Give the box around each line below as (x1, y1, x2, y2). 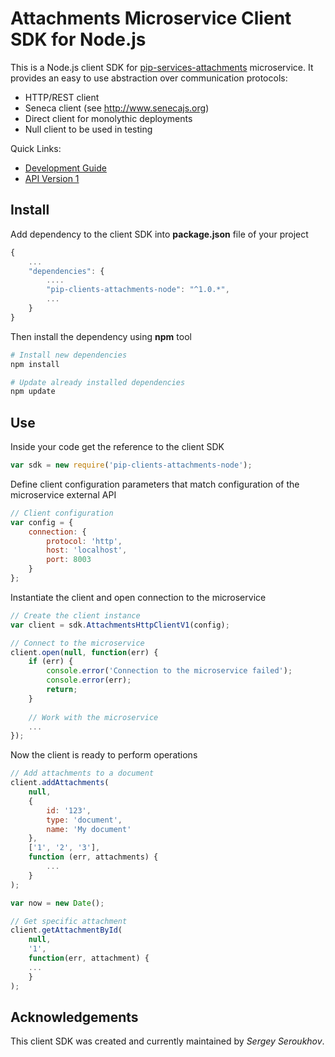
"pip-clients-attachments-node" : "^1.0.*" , (46, 285, 230, 295)
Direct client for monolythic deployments (24, 112, 193, 124)
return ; (46, 685, 78, 695)
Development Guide (24, 162, 107, 174)
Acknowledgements (10, 1008, 139, 1026)
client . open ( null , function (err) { (10, 647, 159, 657)
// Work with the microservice (28, 712, 159, 722)
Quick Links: (10, 142, 62, 154)
